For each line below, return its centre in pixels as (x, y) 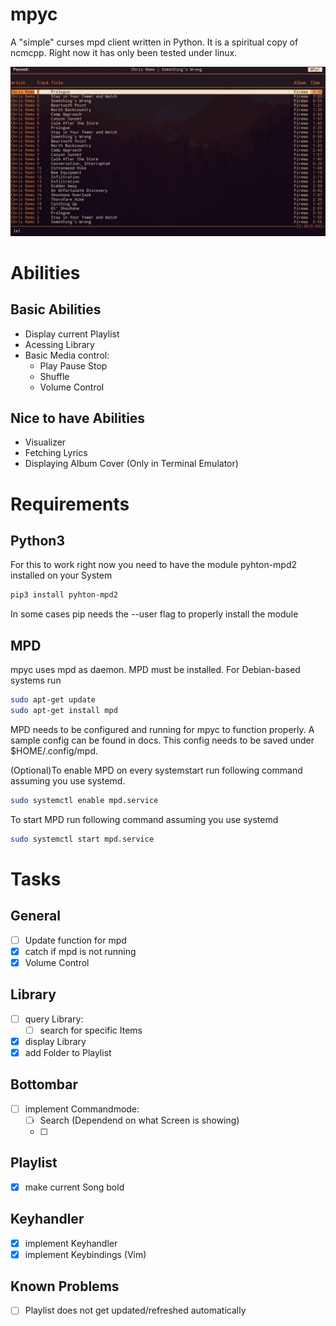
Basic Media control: (67, 355)
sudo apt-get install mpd (64, 711)
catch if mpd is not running (80, 951)
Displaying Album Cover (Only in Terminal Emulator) (131, 464)
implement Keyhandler (71, 1243)
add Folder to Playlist (68, 1052)
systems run (36, 680)
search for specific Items (91, 1030)
